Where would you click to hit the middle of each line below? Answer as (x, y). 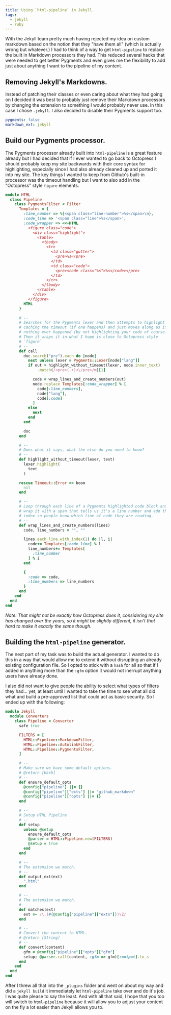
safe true (29, 726)
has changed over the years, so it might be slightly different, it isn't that (80, 620)
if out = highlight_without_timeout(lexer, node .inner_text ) (94, 366)
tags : (11, 15)
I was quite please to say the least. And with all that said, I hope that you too (85, 997)
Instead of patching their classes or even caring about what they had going (84, 94)
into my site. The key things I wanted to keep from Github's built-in (75, 175)
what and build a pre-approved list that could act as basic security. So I (80, 697)
